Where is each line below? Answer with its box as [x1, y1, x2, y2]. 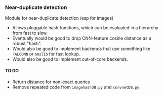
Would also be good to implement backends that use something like [12, 46, 151, 52]
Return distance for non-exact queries [12, 79, 90, 85]
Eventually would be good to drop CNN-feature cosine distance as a [12, 35, 152, 41]
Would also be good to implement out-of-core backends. [12, 56, 128, 62]
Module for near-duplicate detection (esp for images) [5, 15, 114, 21]
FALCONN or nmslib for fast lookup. [12, 51, 81, 57]
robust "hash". [12, 41, 42, 47]
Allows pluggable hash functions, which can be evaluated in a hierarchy [12, 25, 159, 31]
